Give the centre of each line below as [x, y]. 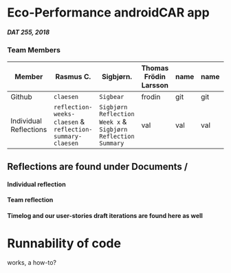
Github [21, 96]
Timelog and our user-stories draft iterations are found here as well [105, 215]
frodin [151, 96]
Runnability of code [64, 243]
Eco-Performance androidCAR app [108, 13]
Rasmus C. [73, 76]
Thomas [155, 68]
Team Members [34, 50]
